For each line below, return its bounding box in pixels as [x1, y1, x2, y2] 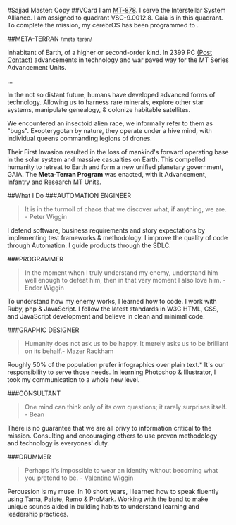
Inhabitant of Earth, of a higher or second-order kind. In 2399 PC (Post [7, 49, 213, 56]
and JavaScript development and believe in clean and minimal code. [7, 312, 206, 320]
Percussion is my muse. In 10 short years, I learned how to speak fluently [7, 488, 219, 495]
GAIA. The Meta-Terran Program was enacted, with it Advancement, [7, 171, 207, 178]
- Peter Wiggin [24, 213, 68, 221]
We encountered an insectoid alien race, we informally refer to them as [7, 119, 213, 128]
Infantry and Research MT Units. [7, 178, 101, 186]
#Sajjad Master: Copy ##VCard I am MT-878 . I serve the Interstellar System [7, 6, 226, 14]
